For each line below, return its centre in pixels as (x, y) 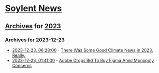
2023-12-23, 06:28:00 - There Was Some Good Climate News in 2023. (82, 50)
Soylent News (33, 8)
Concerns (22, 65)
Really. (19, 55)
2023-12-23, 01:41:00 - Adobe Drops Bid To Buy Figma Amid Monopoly (83, 60)
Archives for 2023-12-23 (35, 40)
